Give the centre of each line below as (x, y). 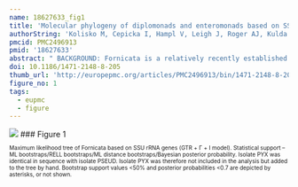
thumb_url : (29, 75)
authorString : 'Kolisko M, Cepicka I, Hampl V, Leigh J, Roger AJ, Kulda (149, 34)
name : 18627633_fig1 (47, 17)
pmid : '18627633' (41, 51)
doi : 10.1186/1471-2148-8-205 (65, 67)
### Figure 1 (43, 135)
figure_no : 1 (33, 83)
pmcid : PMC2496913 (43, 42)
